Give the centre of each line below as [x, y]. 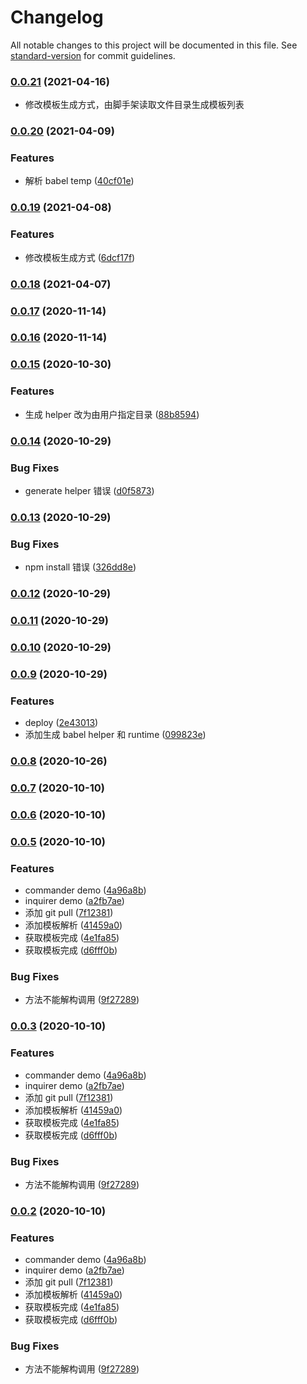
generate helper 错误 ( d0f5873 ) [89, 490]
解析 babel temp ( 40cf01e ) [79, 181]
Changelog [57, 17]
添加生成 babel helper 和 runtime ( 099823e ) [115, 735]
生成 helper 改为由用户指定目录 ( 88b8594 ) [112, 414]
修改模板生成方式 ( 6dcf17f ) [80, 257]
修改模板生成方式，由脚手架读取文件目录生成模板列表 [134, 105]
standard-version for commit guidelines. [93, 55]
